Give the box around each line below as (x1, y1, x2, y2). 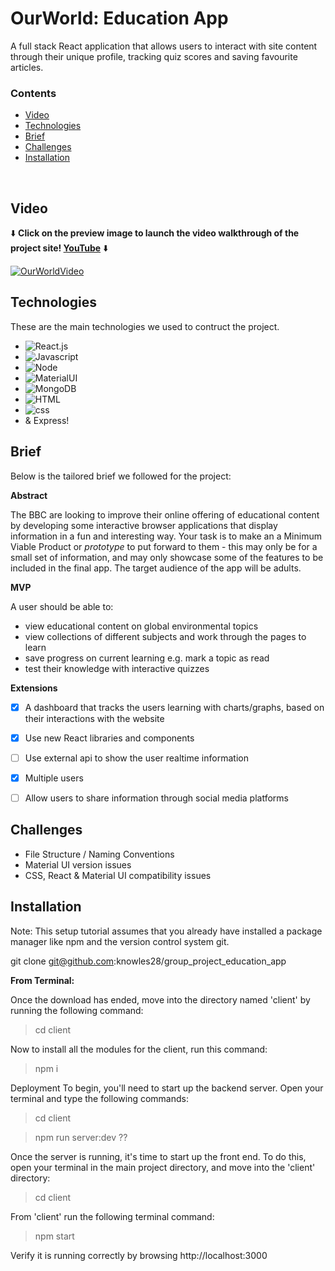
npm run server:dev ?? (34, 1131, 128, 1143)
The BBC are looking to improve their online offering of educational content (10, 508, 320, 521)
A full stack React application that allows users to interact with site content (10, 40, 318, 52)
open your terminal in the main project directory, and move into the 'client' (10, 1161, 316, 1173)
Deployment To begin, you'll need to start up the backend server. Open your (10, 1082, 324, 1094)
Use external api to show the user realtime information (24, 752, 249, 764)
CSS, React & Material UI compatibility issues (24, 869, 212, 881)
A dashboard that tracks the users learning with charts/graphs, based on (24, 701, 325, 713)
